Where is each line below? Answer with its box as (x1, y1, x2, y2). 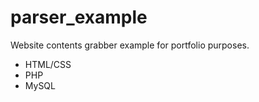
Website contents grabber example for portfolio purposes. (10, 39, 250, 51)
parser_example (10, 6, 148, 29)
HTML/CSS (24, 58, 72, 70)
